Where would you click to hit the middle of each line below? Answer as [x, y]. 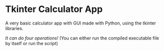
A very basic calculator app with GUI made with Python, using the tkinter [81, 23]
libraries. [14, 28]
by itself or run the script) [32, 43]
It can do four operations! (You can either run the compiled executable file [82, 38]
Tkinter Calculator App [54, 9]
